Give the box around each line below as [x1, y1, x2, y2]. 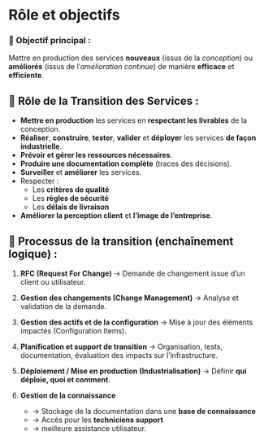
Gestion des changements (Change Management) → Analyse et [19, 293, 240, 303]
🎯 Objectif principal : [8, 35, 91, 46]
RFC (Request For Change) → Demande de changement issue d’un [19, 268, 245, 278]
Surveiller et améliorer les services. [19, 168, 142, 177]
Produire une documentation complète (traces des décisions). [19, 159, 232, 168]
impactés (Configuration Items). [19, 326, 128, 336]
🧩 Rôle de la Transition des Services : [8, 94, 199, 107]
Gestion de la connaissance [19, 390, 116, 400]
